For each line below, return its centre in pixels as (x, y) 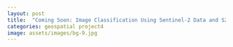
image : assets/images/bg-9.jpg (52, 33)
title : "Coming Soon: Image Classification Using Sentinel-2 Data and (113, 20)
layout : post (26, 13)
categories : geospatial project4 (55, 26)
